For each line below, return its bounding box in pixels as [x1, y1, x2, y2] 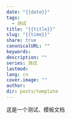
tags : [6, 15, 20, 21]
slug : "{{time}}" [6, 32, 50, 38]
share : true [6, 37, 36, 43]
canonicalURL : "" [6, 43, 50, 49]
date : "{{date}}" [6, 9, 50, 15]
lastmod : [6, 65, 29, 72]
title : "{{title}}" [6, 26, 56, 32]
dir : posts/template [6, 88, 59, 95]
